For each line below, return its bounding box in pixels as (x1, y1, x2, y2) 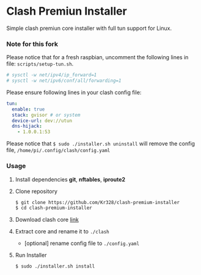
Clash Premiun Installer (6, 4, 127, 18)
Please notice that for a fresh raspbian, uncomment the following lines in (6, 54, 189, 61)
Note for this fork (6, 40, 58, 48)
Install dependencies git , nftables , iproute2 (15, 175, 126, 183)
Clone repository (15, 188, 58, 195)
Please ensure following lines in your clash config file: (6, 89, 142, 96)
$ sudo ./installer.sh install (15, 263, 95, 269)
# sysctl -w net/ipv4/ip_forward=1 (6, 72, 97, 78)
